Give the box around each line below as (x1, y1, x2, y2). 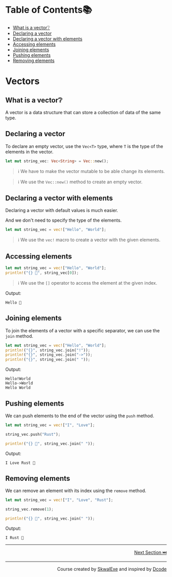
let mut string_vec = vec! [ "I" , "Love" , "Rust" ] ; (5, 498, 114, 503)
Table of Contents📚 (5, 4, 92, 16)
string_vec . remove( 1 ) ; (5, 507, 54, 512)
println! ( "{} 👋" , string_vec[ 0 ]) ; (5, 270, 79, 275)
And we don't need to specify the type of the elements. (5, 217, 122, 223)
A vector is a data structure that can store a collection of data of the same (5, 109, 161, 115)
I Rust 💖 (5, 536, 24, 541)
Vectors (5, 75, 40, 87)
